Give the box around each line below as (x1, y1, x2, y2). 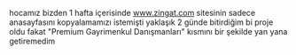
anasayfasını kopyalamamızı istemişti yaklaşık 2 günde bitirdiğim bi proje (9, 17, 274, 27)
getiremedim (9, 35, 56, 46)
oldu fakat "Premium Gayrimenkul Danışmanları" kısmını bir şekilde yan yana (9, 27, 288, 36)
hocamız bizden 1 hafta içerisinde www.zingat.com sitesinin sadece (9, 8, 256, 18)
